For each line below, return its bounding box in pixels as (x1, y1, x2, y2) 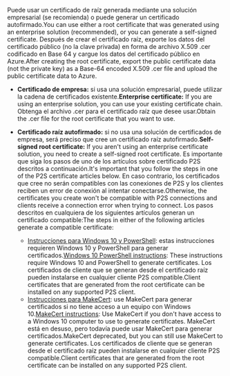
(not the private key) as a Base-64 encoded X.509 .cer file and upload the (7, 65, 218, 72)
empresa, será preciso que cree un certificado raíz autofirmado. (17, 135, 200, 144)
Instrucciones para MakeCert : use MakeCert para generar (27, 295, 193, 303)
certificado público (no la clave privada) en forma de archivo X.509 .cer (7, 43, 211, 50)
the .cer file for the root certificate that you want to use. (17, 115, 175, 123)
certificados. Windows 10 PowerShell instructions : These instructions (27, 251, 223, 259)
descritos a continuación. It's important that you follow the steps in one (17, 165, 218, 172)
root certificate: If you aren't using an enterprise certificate (39, 143, 209, 150)
